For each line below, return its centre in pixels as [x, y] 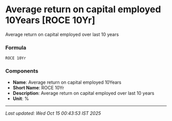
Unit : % [21, 99]
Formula [16, 47]
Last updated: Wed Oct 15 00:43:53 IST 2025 [53, 113]
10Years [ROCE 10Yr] [50, 20]
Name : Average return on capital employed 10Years [67, 82]
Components [22, 71]
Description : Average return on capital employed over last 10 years [83, 93]
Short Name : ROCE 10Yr [38, 87]
